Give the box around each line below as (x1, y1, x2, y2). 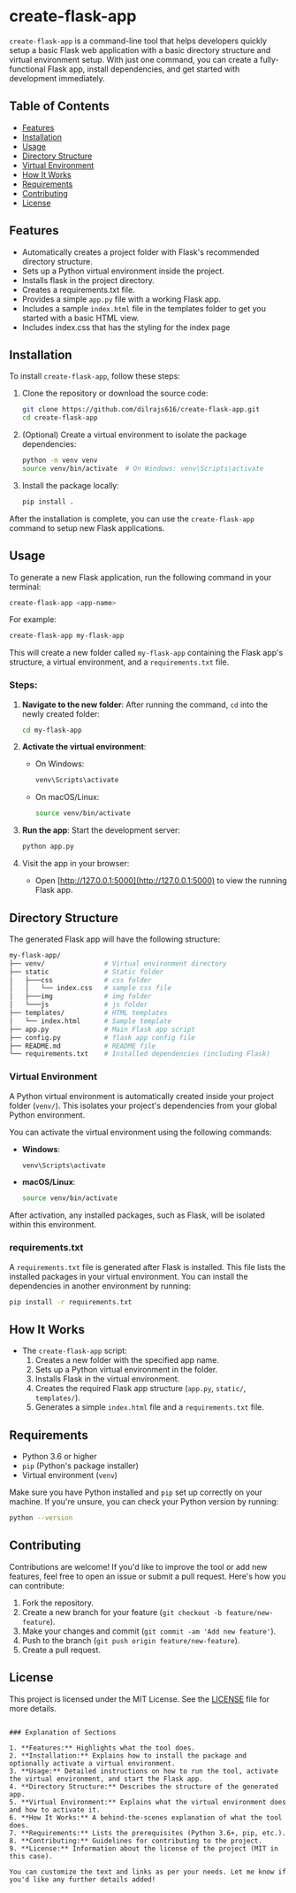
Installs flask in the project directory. (21, 274, 155, 285)
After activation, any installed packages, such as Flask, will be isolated (9, 1210, 265, 1220)
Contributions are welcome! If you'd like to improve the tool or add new (9, 1561, 268, 1572)
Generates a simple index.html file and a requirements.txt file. (34, 1402, 265, 1412)
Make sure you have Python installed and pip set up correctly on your (9, 1487, 263, 1497)
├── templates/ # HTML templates (9, 1009, 168, 1018)
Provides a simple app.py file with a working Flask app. (21, 294, 222, 304)
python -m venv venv (21, 456, 98, 466)
